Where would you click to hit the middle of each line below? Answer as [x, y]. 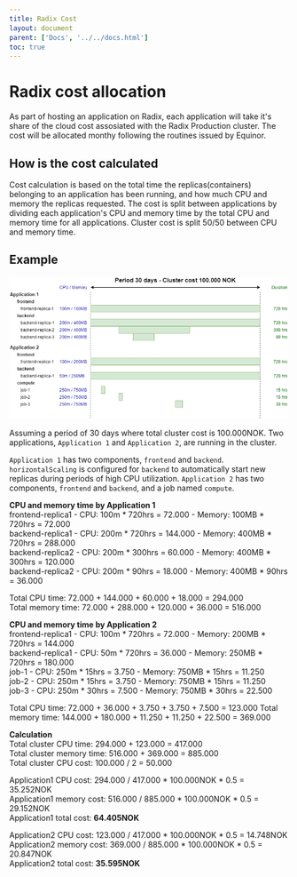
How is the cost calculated [84, 163]
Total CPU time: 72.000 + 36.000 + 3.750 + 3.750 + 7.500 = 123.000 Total [144, 707]
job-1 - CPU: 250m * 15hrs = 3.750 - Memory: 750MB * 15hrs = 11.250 [137, 672]
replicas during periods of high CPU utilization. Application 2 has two [137, 478]
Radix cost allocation [88, 92]
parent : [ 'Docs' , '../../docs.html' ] [79, 37]
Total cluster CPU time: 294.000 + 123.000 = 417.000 [106, 744]
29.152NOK [30, 808]
